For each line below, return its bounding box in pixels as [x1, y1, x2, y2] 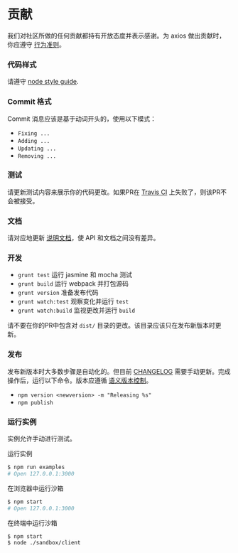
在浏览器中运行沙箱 [7, 484, 64, 493]
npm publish [17, 399, 53, 406]
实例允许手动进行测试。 [7, 434, 76, 443]
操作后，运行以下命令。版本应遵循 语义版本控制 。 [7, 376, 153, 385]
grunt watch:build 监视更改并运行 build [17, 306, 136, 315]
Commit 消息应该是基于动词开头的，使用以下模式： [7, 114, 157, 123]
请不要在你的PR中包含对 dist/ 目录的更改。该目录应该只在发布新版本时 [7, 321, 215, 330]
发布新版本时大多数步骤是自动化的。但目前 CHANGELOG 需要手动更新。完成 [7, 367, 231, 375]
